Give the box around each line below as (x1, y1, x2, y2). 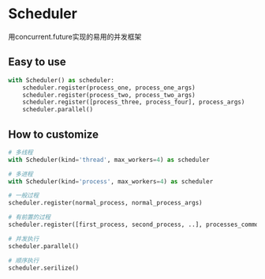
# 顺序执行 (8, 256, 39, 265)
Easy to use (8, 55, 67, 69)
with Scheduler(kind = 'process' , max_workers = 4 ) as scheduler (8, 177, 214, 186)
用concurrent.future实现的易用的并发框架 (8, 32, 142, 41)
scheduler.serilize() (8, 264, 80, 272)
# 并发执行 (8, 235, 39, 243)
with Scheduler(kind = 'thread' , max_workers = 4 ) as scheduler (8, 156, 211, 164)
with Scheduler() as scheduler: (8, 76, 114, 84)
